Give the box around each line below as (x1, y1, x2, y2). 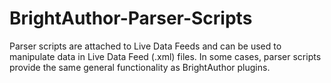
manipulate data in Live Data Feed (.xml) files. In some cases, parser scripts (9, 50, 322, 62)
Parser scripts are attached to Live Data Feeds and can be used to (9, 40, 282, 52)
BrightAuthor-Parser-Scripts (9, 7, 253, 30)
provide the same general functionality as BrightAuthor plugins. (9, 61, 271, 73)
